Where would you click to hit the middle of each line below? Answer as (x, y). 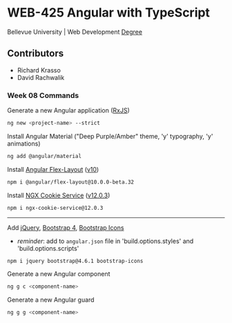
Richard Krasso (39, 70)
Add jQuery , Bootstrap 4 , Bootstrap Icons (66, 227)
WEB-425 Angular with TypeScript (109, 13)
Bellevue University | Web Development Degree (75, 32)
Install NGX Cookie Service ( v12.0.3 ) (59, 195)
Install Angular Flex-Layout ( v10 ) (53, 169)
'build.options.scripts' (48, 248)
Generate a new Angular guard (51, 300)
